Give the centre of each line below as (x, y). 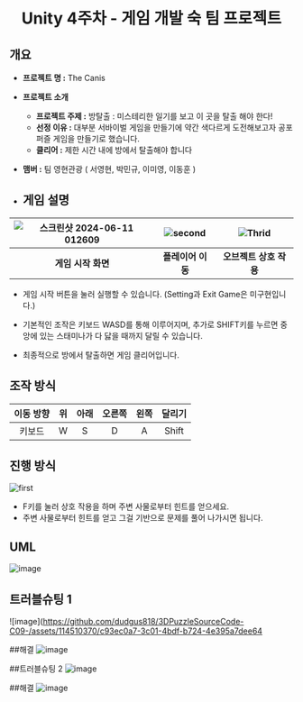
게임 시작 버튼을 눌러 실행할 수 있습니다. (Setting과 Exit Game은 (135, 294)
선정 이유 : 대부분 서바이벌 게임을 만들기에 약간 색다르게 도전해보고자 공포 (164, 128)
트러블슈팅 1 (41, 599)
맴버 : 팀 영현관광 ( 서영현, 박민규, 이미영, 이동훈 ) (109, 169)
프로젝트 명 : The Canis (64, 78)
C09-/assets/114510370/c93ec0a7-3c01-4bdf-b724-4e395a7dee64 (136, 631)
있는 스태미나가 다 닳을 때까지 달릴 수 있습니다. (121, 335)
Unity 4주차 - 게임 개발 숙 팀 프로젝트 (151, 18)
